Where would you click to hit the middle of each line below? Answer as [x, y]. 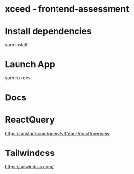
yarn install [16, 45]
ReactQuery [30, 120]
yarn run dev [18, 78]
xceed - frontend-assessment [67, 9]
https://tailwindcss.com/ [29, 167]
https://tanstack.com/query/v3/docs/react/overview [57, 134]
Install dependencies [48, 31]
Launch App [30, 65]
